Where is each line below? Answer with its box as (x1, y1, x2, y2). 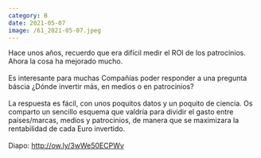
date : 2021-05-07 (8, 19, 66, 27)
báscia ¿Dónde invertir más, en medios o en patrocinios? (8, 82, 194, 91)
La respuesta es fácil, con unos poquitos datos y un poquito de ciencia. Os (8, 98, 253, 108)
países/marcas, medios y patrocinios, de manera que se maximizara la (8, 116, 240, 125)
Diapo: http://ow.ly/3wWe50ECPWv (8, 141, 125, 151)
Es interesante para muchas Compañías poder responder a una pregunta (8, 73, 247, 83)
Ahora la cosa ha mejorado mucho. (8, 56, 123, 66)
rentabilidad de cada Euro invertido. (8, 124, 126, 133)
